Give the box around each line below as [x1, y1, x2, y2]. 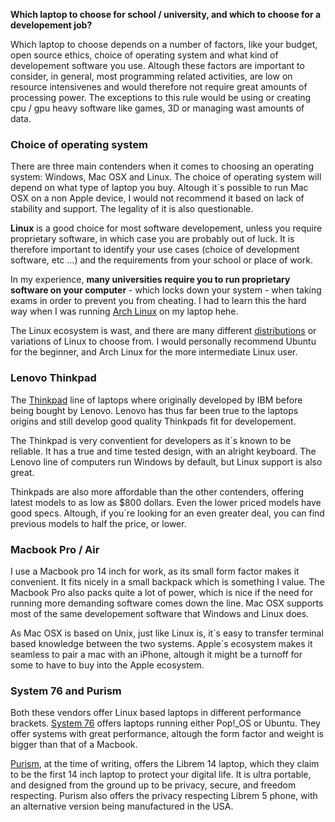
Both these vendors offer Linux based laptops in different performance [10, 707, 302, 719]
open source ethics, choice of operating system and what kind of [10, 49, 279, 61]
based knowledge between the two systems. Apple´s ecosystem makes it [10, 637, 313, 649]
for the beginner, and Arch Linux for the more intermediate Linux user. [10, 346, 298, 358]
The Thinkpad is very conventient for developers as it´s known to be [10, 434, 292, 446]
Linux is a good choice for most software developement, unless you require [10, 222, 323, 234]
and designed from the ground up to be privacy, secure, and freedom [10, 779, 297, 791]
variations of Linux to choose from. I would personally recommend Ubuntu [10, 335, 317, 348]
